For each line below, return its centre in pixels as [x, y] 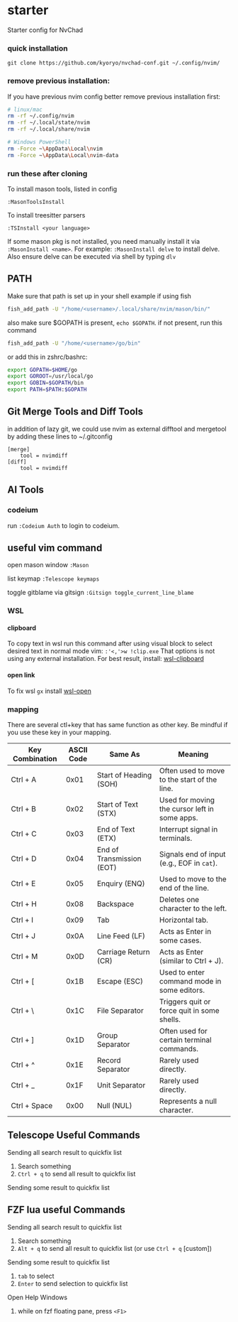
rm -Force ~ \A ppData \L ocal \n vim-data [63, 155]
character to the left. [193, 908]
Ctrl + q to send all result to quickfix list [76, 1173]
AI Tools [26, 490]
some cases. [180, 940]
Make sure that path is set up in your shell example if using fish [99, 296]
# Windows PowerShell [39, 142]
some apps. [178, 817]
